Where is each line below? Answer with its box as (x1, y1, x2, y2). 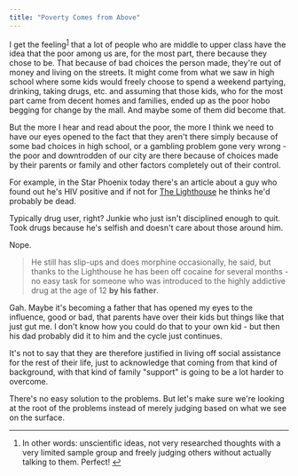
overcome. (9, 377, 49, 387)
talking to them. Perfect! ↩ (21, 456, 122, 467)
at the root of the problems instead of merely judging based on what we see (9, 403, 286, 414)
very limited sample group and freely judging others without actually (21, 448, 272, 458)
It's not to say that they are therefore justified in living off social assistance (9, 348, 281, 359)
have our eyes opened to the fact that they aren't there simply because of (9, 131, 278, 142)
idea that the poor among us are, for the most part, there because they (9, 48, 268, 59)
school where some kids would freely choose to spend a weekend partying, (9, 76, 286, 87)
